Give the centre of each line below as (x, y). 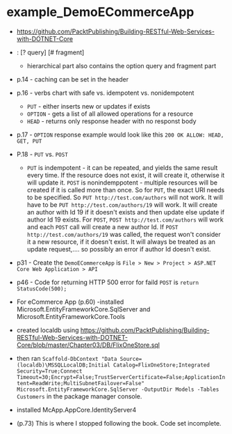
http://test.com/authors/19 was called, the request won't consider (124, 234)
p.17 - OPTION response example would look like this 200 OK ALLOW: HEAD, (120, 134)
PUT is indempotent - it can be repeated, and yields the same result (122, 167)
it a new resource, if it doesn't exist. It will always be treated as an (121, 242)
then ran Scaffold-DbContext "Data (67, 358)
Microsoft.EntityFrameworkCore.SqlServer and (83, 309)
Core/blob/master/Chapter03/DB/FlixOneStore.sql (88, 345)
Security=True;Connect (49, 371)
